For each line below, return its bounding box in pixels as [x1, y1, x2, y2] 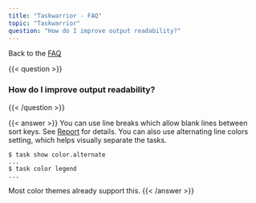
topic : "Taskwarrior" [8, 19, 81, 27]
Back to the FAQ [8, 49, 62, 59]
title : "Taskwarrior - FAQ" [8, 11, 103, 20]
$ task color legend [8, 164, 78, 173]
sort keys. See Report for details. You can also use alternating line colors [8, 126, 249, 136]
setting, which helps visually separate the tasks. [8, 135, 167, 144]
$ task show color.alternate [8, 150, 106, 159]
